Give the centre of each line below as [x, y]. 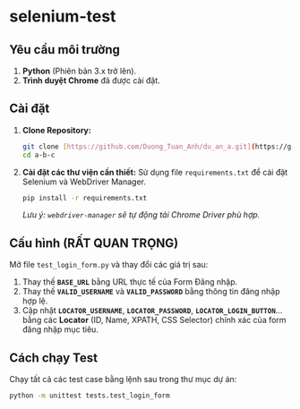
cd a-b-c [39, 155]
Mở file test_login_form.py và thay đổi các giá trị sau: [109, 265]
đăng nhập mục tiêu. [60, 329]
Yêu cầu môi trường [65, 50]
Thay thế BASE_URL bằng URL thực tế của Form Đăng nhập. [130, 282]
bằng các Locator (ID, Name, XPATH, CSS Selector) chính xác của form [154, 320]
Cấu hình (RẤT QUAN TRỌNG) [94, 243]
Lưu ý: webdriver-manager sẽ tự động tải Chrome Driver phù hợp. [141, 215]
